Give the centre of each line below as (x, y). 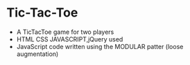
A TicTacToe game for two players (65, 32)
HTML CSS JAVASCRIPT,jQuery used (70, 39)
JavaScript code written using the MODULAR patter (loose (100, 46)
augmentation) (37, 54)
